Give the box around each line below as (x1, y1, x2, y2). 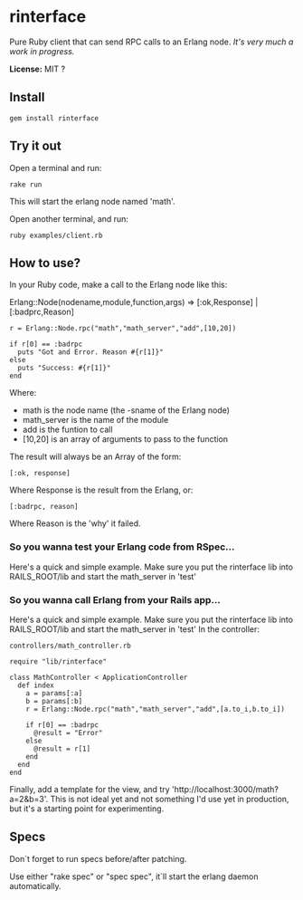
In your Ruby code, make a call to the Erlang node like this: (9, 279, 228, 291)
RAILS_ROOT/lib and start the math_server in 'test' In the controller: (9, 623, 260, 635)
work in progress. (9, 45, 75, 56)
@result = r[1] (33, 744, 91, 753)
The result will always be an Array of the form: (9, 451, 182, 463)
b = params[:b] (25, 696, 83, 705)
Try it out (9, 139, 62, 154)
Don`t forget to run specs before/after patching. (9, 853, 187, 864)
